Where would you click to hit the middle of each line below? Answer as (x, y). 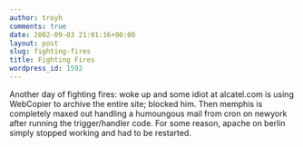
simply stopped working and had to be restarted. (101, 132)
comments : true (38, 26)
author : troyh (36, 18)
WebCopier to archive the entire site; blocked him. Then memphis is (136, 103)
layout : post (34, 43)
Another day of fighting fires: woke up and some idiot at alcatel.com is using (152, 94)
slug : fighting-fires (50, 52)
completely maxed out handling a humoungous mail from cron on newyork (148, 113)
